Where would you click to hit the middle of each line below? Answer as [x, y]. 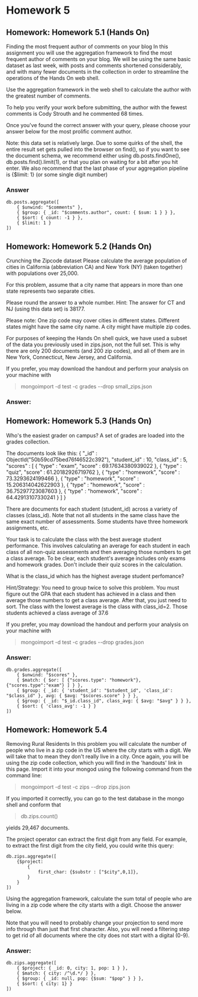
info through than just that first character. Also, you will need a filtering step [98, 929]
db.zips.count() [39, 816]
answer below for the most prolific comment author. [69, 132]
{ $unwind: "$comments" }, [50, 208]
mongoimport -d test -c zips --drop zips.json [75, 787]
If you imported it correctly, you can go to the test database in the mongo [95, 798]
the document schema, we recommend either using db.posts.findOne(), [93, 156]
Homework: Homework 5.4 [57, 729]
